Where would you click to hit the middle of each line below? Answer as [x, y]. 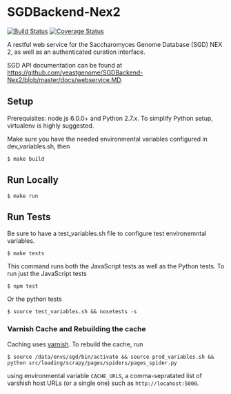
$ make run [23, 196]
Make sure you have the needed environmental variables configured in [108, 139]
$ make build [26, 159]
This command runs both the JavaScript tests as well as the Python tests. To [116, 266]
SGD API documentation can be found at [65, 65]
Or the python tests [34, 299]
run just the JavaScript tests [47, 274]
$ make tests [26, 254]
